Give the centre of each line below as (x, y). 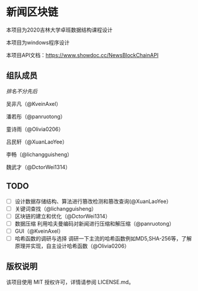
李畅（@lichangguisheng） (39, 154)
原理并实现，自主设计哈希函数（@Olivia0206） (72, 246)
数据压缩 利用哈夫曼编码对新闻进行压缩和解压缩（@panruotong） (95, 223)
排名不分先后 (22, 91)
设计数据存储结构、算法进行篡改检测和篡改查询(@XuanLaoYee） (93, 201)
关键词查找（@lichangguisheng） (56, 208)
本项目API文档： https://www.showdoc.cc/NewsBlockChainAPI (82, 55)
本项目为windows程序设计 (38, 42)
